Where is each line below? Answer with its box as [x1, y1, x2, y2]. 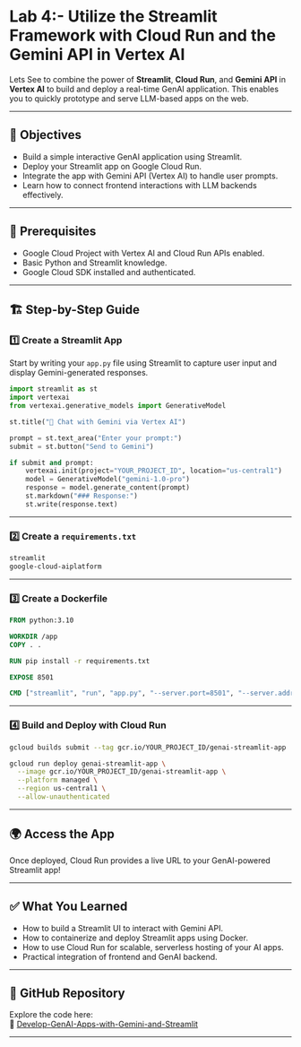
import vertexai [9, 393, 70, 402]
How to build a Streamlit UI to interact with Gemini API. [21, 922, 224, 933]
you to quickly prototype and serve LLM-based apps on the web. [9, 92, 249, 104]
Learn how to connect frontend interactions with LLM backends [21, 179, 257, 190]
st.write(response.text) [25, 499, 118, 508]
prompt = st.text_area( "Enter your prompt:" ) [9, 433, 182, 443]
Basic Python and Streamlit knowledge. [21, 257, 168, 268]
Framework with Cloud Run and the [9, 25, 276, 46]
